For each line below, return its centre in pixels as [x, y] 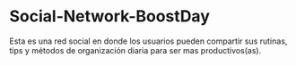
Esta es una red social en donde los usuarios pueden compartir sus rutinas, [148, 41]
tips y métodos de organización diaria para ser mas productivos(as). [135, 50]
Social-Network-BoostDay [110, 16]
